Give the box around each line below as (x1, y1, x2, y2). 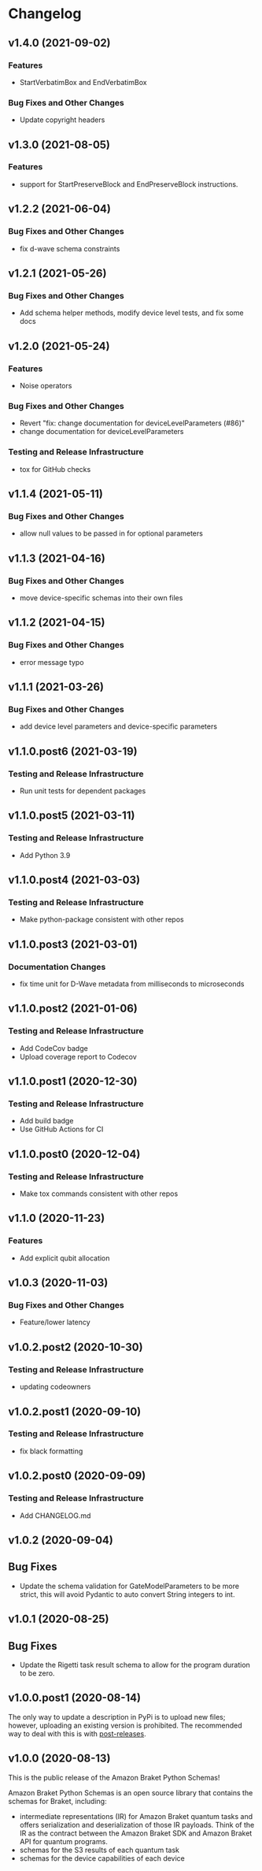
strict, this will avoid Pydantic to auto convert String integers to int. (19, 1589, 235, 1599)
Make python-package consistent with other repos (19, 915, 184, 924)
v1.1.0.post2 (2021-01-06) (8, 1002, 138, 1015)
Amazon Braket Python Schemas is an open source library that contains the (8, 1787, 253, 1797)
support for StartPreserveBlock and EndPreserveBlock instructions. (19, 179, 238, 189)
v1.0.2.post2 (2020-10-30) (8, 1340, 143, 1353)
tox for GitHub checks (19, 464, 91, 473)
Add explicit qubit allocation (19, 1253, 110, 1263)
